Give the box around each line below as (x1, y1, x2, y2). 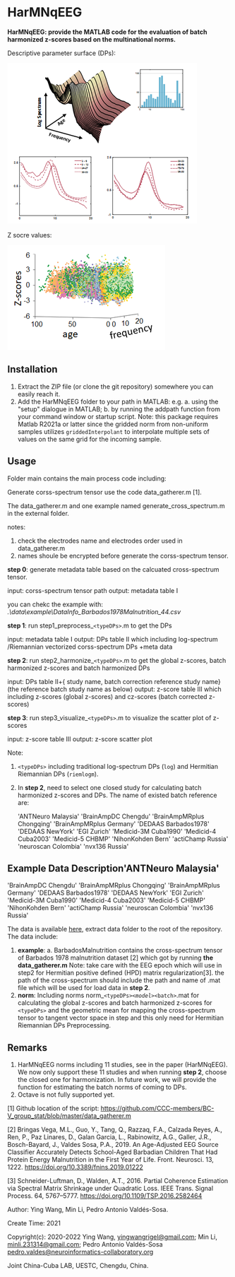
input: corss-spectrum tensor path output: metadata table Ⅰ (7, 586, 179, 594)
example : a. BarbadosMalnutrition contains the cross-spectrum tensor (17, 946, 223, 955)
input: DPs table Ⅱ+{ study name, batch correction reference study (7, 677, 201, 685)
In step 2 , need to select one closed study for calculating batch (17, 783, 203, 791)
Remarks (7, 1042, 48, 1054)
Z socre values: (7, 230, 52, 239)
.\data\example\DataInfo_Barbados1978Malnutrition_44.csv (7, 607, 181, 616)
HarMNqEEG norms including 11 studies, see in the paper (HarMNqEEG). (17, 1061, 228, 1069)
